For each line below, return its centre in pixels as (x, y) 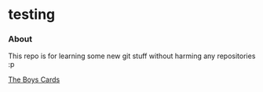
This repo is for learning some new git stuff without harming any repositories (132, 56)
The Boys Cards (34, 79)
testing (32, 15)
